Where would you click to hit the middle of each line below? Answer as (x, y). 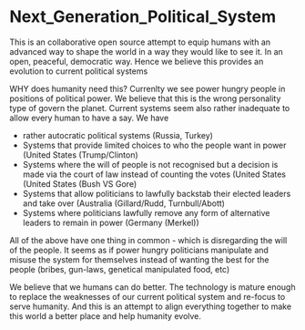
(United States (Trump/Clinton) (80, 155)
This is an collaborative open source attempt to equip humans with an (140, 42)
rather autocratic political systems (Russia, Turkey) (118, 135)
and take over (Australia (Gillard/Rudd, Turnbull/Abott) (124, 203)
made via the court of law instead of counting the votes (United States (154, 174)
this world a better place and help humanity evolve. (106, 315)
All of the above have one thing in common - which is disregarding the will (148, 240)
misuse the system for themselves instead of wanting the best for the (140, 259)
